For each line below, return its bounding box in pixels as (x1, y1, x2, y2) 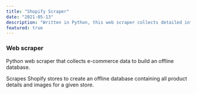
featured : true (6, 25, 43, 31)
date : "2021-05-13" (6, 14, 54, 20)
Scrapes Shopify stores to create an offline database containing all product (6, 75, 188, 82)
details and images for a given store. (6, 81, 94, 88)
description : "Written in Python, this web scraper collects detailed (6, 19, 182, 25)
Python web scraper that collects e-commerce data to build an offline (6, 57, 174, 64)
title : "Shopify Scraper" (6, 8, 69, 15)
